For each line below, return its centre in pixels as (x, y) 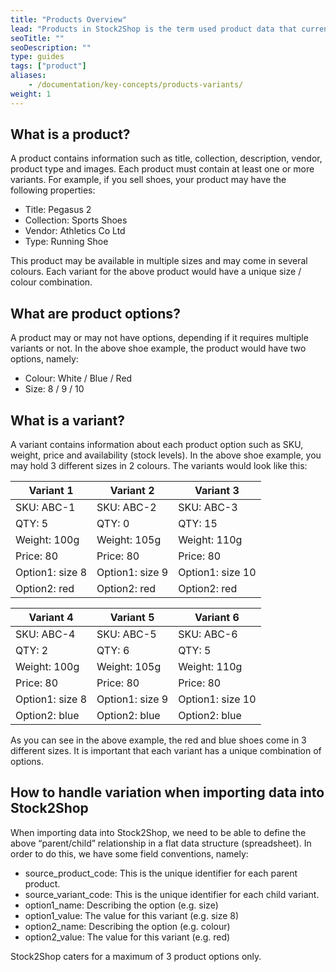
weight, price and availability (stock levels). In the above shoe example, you (166, 455)
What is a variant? (67, 420)
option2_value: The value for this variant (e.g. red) (127, 937)
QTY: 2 (32, 651)
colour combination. (51, 282)
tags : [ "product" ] (48, 66)
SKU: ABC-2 (126, 508)
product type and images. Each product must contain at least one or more (162, 169)
